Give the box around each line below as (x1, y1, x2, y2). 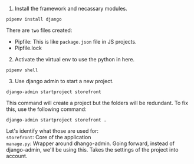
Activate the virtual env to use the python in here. (14, 56, 135, 63)
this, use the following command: (6, 106, 87, 113)
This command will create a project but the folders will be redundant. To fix (6, 100, 189, 106)
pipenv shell (6, 67, 38, 73)
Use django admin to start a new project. (14, 78, 114, 84)
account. (6, 153, 28, 159)
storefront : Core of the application (6, 134, 91, 140)
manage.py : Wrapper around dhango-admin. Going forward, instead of (6, 140, 175, 147)
